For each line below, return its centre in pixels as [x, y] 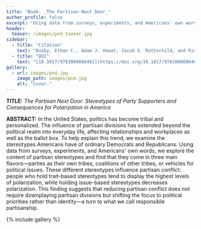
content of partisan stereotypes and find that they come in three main [92, 157]
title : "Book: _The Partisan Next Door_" [59, 12]
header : [16, 28]
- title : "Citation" [37, 45]
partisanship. [22, 208]
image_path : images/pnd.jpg [52, 78]
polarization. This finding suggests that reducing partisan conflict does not [98, 189]
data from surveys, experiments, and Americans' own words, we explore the [100, 151]
